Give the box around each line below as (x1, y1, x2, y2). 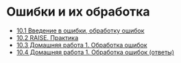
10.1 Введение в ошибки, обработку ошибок (16, 26, 145, 35)
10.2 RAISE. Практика (16, 33, 79, 41)
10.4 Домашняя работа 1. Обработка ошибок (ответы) (16, 48, 175, 56)
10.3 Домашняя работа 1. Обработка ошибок (16, 41, 148, 49)
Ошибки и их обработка (6, 4, 150, 20)
